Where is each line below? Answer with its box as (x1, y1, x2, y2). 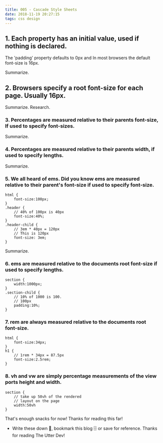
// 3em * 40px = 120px (14, 227, 60, 232)
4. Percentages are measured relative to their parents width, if (5, 146, 155, 153)
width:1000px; (14, 282, 42, 287)
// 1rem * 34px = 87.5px (14, 353, 64, 358)
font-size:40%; (14, 213, 45, 219)
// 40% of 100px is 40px (14, 210, 64, 214)
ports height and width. (5, 379, 62, 386)
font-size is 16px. (5, 60, 39, 66)
